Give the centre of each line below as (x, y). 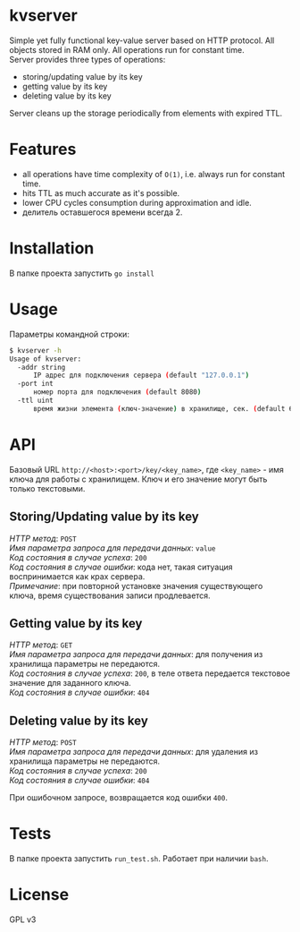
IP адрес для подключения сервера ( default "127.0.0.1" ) (141, 376)
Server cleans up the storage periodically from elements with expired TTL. (146, 113)
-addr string (42, 367)
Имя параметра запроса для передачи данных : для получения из (136, 654)
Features (43, 150)
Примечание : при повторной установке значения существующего (136, 586)
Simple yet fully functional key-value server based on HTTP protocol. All (142, 40)
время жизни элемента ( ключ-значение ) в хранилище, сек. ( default (159, 408)
